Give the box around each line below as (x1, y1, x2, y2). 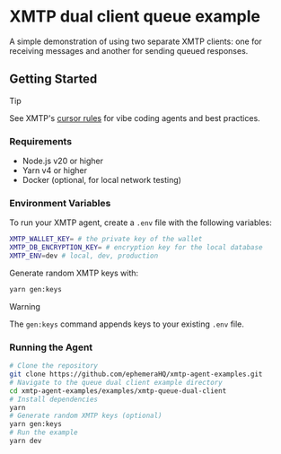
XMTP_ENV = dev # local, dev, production (9, 251, 159, 261)
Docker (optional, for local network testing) (22, 175, 182, 186)
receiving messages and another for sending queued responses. (9, 45, 249, 56)
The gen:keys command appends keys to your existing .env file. (9, 319, 245, 329)
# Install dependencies (9, 395, 99, 404)
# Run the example (9, 428, 78, 437)
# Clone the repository (9, 362, 99, 371)
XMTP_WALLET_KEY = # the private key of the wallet (9, 235, 203, 244)
